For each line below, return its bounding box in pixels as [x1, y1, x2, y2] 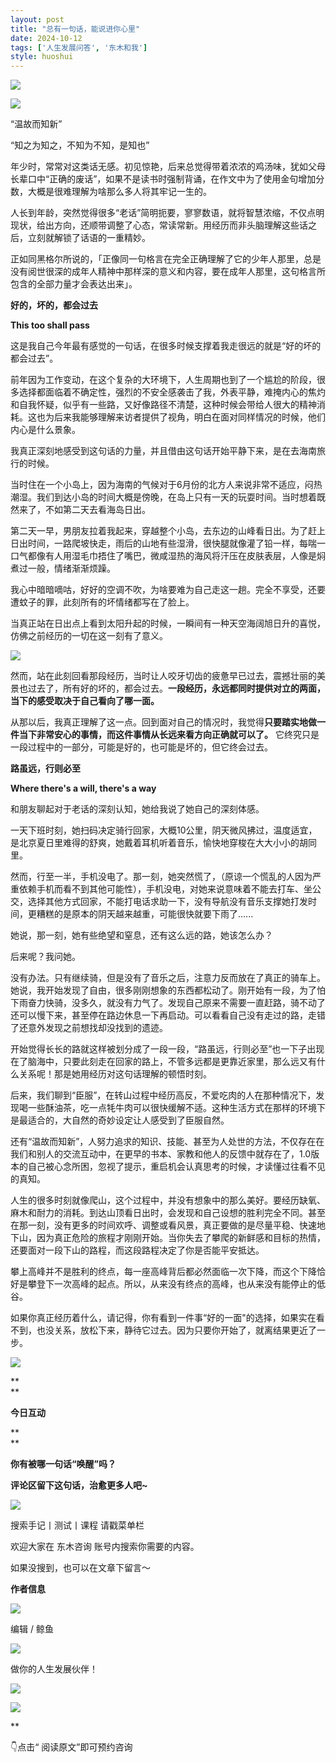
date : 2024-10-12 [10, 33, 83, 43]
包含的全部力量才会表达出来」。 [10, 278, 138, 290]
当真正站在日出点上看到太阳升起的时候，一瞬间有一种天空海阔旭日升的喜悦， [10, 617, 326, 630]
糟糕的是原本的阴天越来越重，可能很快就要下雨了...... [36, 908, 254, 920]
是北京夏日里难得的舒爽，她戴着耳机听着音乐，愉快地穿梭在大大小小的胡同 [10, 837, 317, 849]
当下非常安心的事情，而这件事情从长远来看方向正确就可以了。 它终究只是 [18, 729, 320, 741]
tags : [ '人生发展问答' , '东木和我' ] [10, 42, 148, 53]
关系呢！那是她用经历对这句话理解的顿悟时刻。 [18, 1068, 212, 1080]
